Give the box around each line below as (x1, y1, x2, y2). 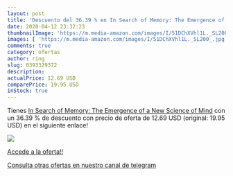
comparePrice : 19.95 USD (7, 81, 79, 88)
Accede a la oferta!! (7, 148, 64, 156)
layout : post (7, 10, 45, 17)
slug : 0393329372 (7, 62, 58, 69)
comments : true (7, 42, 51, 49)
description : (7, 68, 45, 75)
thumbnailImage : (7, 29, 54, 37)
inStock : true (7, 87, 49, 94)
